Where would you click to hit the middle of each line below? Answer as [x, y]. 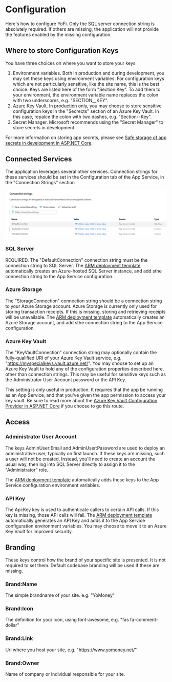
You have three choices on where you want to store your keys [70, 63]
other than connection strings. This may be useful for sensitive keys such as [86, 374]
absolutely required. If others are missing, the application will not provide [82, 29]
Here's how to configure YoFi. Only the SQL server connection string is [80, 24]
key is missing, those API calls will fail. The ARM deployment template [79, 515]
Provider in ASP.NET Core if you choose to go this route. [65, 406]
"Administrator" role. [27, 470]
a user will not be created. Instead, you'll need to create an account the [80, 459]
